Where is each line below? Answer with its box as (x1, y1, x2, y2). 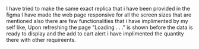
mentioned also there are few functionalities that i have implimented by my (6, 18, 188, 24)
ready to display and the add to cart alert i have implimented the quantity (6, 30, 184, 37)
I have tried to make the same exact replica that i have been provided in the (6, 5, 190, 12)
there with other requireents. (6, 37, 76, 43)
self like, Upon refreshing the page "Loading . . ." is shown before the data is (6, 24, 193, 31)
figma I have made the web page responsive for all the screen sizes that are (6, 11, 192, 18)
